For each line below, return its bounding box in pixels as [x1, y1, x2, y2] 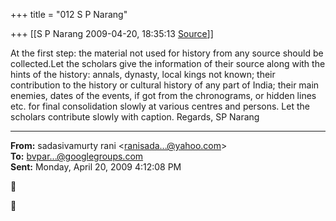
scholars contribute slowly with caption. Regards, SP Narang [10, 111, 260, 123]
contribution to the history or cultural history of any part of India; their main [10, 79, 320, 91]
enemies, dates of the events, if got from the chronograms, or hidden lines [10, 90, 317, 101]
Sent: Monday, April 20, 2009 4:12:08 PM [10, 161, 182, 173]
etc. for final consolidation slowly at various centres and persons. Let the [10, 100, 310, 112]
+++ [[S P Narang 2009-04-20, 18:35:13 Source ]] [10, 28, 214, 39]
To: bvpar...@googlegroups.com [10, 150, 144, 162]
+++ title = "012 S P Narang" [10, 9, 128, 20]
